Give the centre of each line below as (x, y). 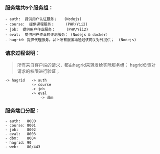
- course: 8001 (21, 125)
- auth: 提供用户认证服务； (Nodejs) (44, 19)
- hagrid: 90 (18, 142)
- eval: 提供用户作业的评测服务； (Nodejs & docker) (57, 35)
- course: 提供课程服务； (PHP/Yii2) (46, 25)
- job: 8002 (21, 129)
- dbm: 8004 (21, 138)
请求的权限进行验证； (38, 71)
